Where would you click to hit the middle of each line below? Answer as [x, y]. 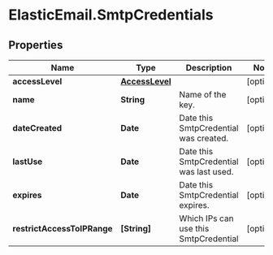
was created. [204, 138]
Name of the [203, 95]
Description [209, 68]
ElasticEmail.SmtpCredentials [111, 15]
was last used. [206, 172]
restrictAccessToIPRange [63, 229]
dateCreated [37, 128]
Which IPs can [206, 218]
